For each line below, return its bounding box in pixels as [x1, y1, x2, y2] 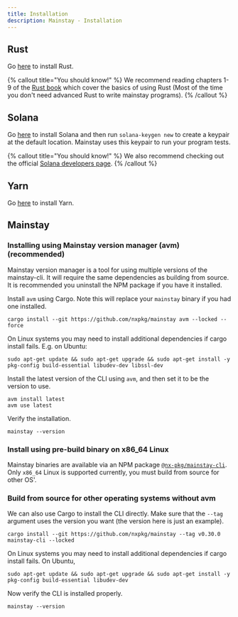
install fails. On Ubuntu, [7, 557, 76, 565]
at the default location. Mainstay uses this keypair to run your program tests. [7, 138, 231, 146]
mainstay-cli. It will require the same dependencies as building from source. [7, 273, 229, 281]
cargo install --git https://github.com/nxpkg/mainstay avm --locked [7, 315, 218, 323]
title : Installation [7, 10, 69, 18]
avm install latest [7, 395, 65, 403]
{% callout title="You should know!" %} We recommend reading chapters [7, 76, 222, 84]
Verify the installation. [7, 414, 71, 422]
